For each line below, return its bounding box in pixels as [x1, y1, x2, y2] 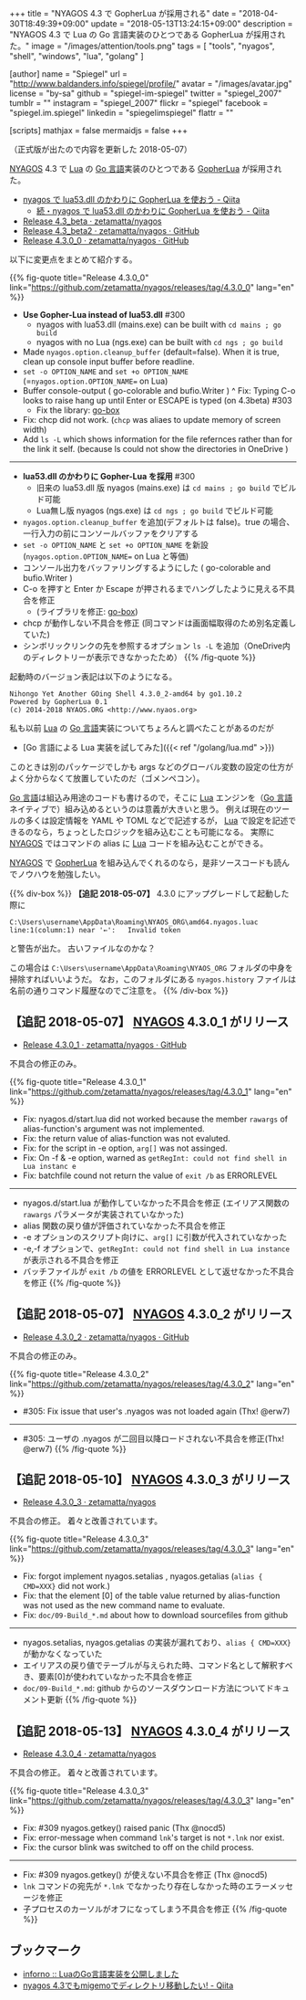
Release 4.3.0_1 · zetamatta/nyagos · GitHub [22, 1039, 187, 1050]
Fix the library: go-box [36, 405, 120, 416]
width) [22, 424, 47, 435]
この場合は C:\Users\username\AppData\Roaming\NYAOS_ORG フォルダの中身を [9, 963, 293, 973]
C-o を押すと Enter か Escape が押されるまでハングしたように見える [22, 584, 280, 594]
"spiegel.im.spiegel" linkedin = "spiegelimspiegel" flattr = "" [9, 108, 234, 118]
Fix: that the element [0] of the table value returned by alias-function [22, 1590, 280, 1601]
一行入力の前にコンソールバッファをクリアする [22, 528, 199, 539]
